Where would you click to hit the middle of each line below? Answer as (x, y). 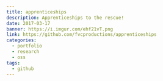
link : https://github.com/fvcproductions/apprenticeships (81, 35)
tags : (13, 63)
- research (26, 52)
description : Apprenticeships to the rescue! (65, 18)
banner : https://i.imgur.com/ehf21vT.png (60, 29)
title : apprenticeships (37, 12)
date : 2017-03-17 (28, 23)
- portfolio (27, 46)
